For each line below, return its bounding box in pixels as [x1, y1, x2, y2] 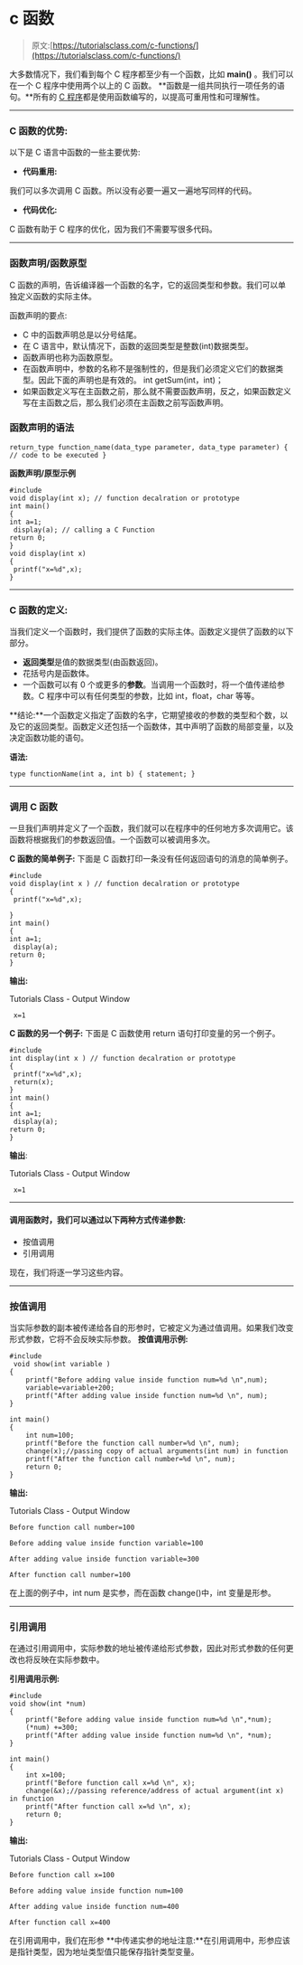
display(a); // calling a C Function [13, 525, 155, 534]
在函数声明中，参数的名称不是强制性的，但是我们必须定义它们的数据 [22, 363, 276, 373]
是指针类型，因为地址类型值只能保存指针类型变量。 [9, 1946, 199, 1958]
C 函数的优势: [9, 124, 69, 137]
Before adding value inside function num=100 [9, 1886, 183, 1895]
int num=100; [25, 1431, 75, 1440]
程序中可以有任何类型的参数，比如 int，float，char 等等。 [46, 691, 260, 702]
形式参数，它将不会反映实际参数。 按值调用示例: [9, 1333, 188, 1344]
